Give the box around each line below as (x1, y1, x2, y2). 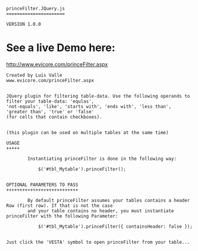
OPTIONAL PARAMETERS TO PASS (6, 182, 78, 188)
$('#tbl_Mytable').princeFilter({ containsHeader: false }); (37, 224, 193, 230)
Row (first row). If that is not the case (6, 203, 113, 209)
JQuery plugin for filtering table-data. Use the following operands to (6, 93, 190, 99)
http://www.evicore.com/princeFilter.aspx (6, 60, 108, 68)
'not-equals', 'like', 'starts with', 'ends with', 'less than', (6, 103, 171, 110)
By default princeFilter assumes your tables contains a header (27, 197, 190, 203)
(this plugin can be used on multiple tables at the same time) (6, 129, 169, 135)
